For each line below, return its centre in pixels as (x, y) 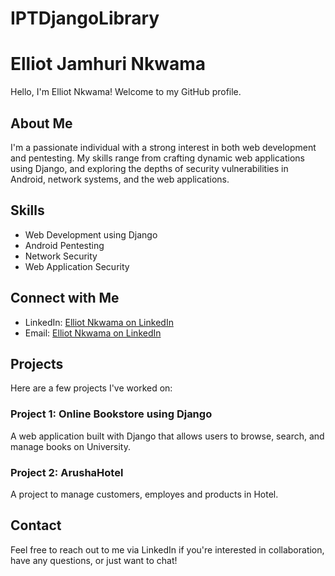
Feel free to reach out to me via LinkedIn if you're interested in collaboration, (167, 549)
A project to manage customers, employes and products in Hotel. (144, 494)
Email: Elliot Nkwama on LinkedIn (93, 333)
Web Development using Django (91, 234)
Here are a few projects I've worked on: (91, 388)
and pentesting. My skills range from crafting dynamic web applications (157, 158)
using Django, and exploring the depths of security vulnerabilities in (149, 168)
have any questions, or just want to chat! (94, 560)
